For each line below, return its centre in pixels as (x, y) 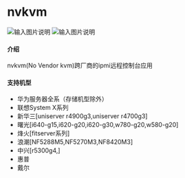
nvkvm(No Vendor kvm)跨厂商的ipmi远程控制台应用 (80, 65)
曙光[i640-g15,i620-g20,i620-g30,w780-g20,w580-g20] (98, 125)
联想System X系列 (43, 108)
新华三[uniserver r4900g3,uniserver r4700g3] (82, 116)
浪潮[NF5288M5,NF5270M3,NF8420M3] (75, 142)
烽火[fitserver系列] (43, 133)
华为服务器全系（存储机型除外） (62, 99)
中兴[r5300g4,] (39, 151)
